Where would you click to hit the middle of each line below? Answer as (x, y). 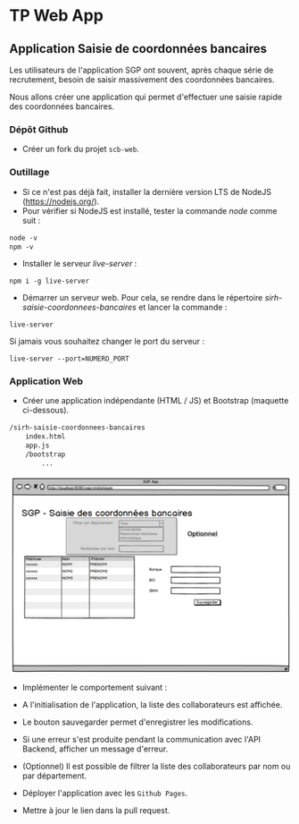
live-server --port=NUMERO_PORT (69, 359)
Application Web (46, 381)
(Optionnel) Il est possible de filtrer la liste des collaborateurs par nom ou (156, 767)
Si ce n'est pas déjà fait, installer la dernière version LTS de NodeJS (147, 191)
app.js (37, 445)
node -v (24, 238)
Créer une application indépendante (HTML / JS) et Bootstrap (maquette (155, 400)
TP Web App (57, 16)
